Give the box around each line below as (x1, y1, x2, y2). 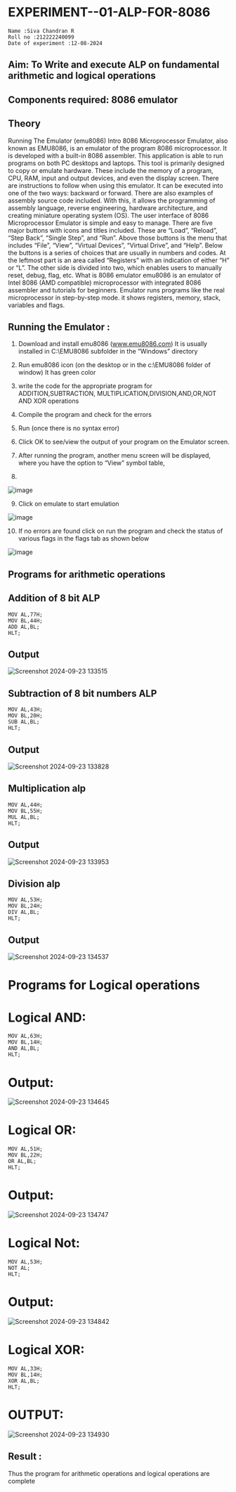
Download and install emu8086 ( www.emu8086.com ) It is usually (18, 340, 208, 348)
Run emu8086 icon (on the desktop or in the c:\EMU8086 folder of (18, 361, 211, 369)
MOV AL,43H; (8, 706, 43, 714)
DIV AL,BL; (8, 908, 40, 916)
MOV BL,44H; (8, 617, 43, 624)
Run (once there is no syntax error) (18, 424, 120, 432)
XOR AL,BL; (8, 1377, 40, 1384)
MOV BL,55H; (8, 807, 43, 814)
